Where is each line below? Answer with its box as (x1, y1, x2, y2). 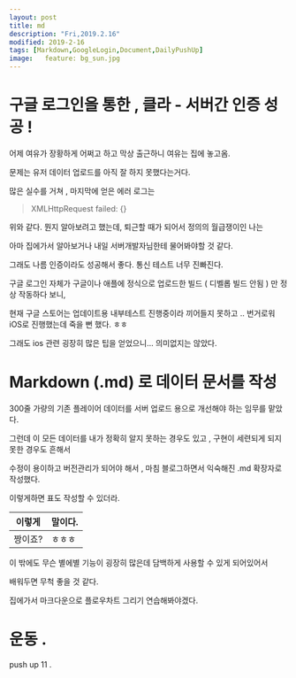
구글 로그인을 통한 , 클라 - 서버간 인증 (9, 95, 261, 115)
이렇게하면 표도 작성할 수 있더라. (9, 492, 121, 503)
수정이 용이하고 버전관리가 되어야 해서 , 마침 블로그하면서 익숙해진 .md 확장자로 (9, 462, 283, 474)
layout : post (9, 12, 57, 22)
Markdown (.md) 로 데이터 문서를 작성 (9, 373, 277, 392)
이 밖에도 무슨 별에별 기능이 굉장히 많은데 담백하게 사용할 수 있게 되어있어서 (9, 557, 269, 567)
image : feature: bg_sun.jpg (9, 54, 121, 63)
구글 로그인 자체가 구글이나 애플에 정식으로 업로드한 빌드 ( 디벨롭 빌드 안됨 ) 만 (9, 278, 278, 289)
